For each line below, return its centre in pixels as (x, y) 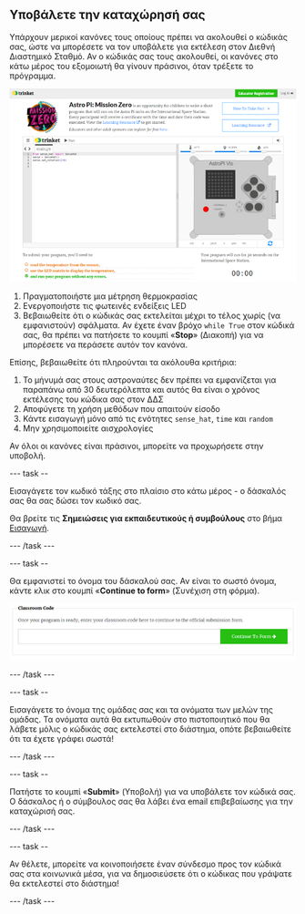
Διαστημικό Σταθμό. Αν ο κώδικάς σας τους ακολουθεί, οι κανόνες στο (144, 56)
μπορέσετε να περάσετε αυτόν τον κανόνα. (105, 344)
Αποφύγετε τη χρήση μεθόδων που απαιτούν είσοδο (122, 408)
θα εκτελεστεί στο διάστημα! (65, 884)
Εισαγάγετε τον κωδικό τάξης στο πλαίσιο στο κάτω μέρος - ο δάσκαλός (148, 490)
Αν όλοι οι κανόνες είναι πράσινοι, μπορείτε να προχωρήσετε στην (137, 446)
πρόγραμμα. (33, 76)
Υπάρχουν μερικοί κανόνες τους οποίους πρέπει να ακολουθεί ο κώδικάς (149, 36)
